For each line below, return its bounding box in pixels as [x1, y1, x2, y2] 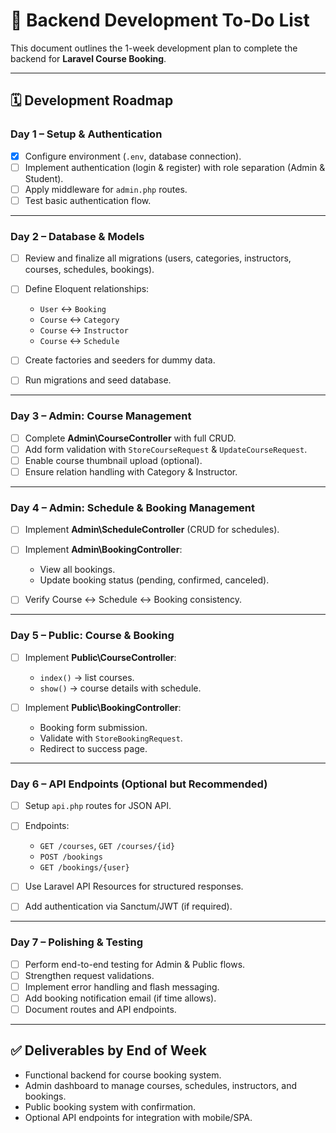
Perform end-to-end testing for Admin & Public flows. [24, 958, 246, 970]
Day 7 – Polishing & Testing [10, 935, 144, 949]
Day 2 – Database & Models [10, 229, 145, 243]
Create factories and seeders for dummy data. [24, 354, 216, 366]
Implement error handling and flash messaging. [24, 980, 220, 993]
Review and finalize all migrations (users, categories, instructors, [24, 252, 292, 264]
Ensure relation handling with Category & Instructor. [24, 465, 238, 478]
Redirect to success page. [39, 742, 148, 754]
